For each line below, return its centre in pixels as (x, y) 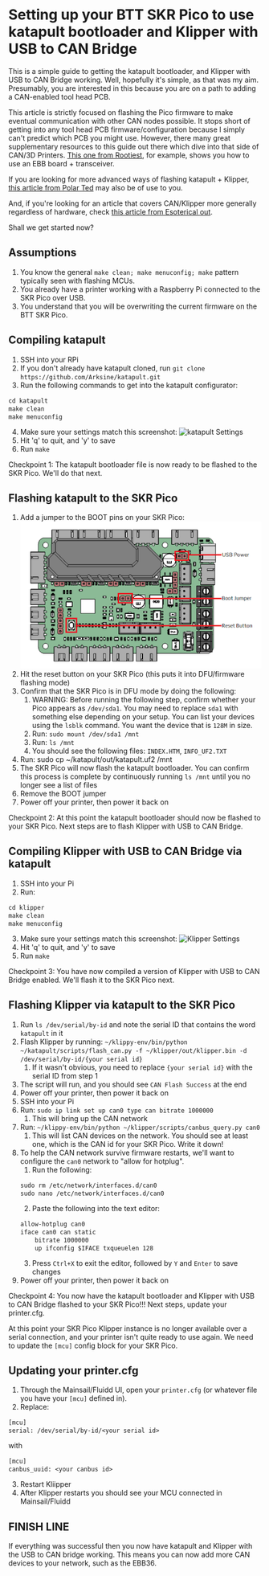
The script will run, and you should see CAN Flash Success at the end (133, 1084)
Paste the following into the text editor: (96, 1208)
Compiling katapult (57, 340)
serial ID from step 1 (65, 1075)
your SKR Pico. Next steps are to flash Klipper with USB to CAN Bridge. (126, 826)
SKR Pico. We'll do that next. (55, 473)
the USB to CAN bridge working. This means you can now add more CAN (129, 1555)
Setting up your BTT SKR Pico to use (131, 15)
